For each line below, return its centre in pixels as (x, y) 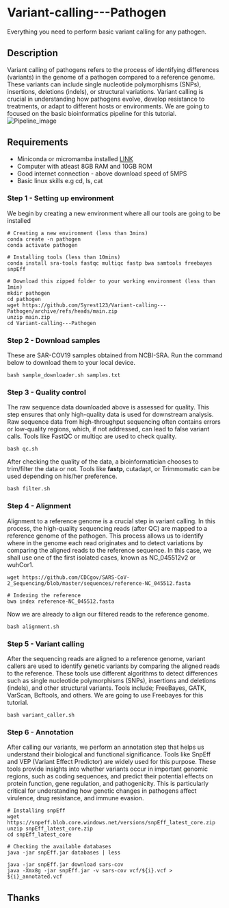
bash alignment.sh (33, 626)
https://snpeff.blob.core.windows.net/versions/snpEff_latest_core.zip (111, 823)
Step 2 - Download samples (54, 340)
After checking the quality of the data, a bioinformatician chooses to (103, 462)
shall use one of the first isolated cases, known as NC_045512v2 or (102, 558)
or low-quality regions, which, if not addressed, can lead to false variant (108, 429)
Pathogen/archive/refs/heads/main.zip (62, 311)
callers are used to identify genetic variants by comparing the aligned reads (113, 666)
